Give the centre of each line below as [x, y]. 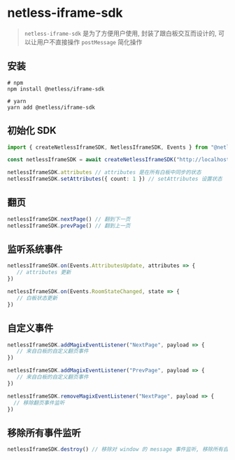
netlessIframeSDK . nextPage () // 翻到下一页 [69, 219]
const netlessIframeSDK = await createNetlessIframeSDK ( [92, 160]
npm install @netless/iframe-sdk [56, 89]
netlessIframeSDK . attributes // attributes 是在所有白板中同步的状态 [104, 172]
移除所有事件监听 [44, 433]
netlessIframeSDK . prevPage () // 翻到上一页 [69, 226]
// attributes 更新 [44, 272]
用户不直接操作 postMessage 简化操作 [90, 42]
